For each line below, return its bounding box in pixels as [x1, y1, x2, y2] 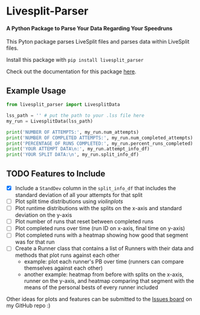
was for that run [15, 238, 55, 246]
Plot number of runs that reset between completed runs [15, 218, 154, 225]
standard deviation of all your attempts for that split [15, 191, 143, 199]
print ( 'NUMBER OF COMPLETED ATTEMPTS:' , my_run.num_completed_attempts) [6, 134, 193, 141]
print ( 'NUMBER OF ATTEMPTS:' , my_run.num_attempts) [6, 129, 139, 135]
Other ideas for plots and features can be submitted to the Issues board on [6, 296, 192, 303]
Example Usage [6, 85, 66, 96]
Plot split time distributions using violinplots [15, 198, 123, 205]
